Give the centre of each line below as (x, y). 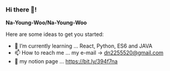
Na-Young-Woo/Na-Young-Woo (46, 23)
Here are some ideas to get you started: (55, 34)
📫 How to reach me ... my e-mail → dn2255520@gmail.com (89, 53)
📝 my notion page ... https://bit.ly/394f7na (66, 61)
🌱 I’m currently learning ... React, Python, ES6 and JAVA (83, 46)
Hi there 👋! (21, 10)
